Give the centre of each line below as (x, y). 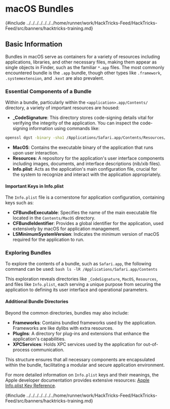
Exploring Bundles (28, 253)
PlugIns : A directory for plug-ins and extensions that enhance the (81, 333)
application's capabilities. (39, 339)
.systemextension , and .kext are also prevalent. (55, 78)
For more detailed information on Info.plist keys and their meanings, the (82, 374)
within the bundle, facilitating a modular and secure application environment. (85, 365)
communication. (48, 350)
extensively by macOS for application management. (66, 229)
